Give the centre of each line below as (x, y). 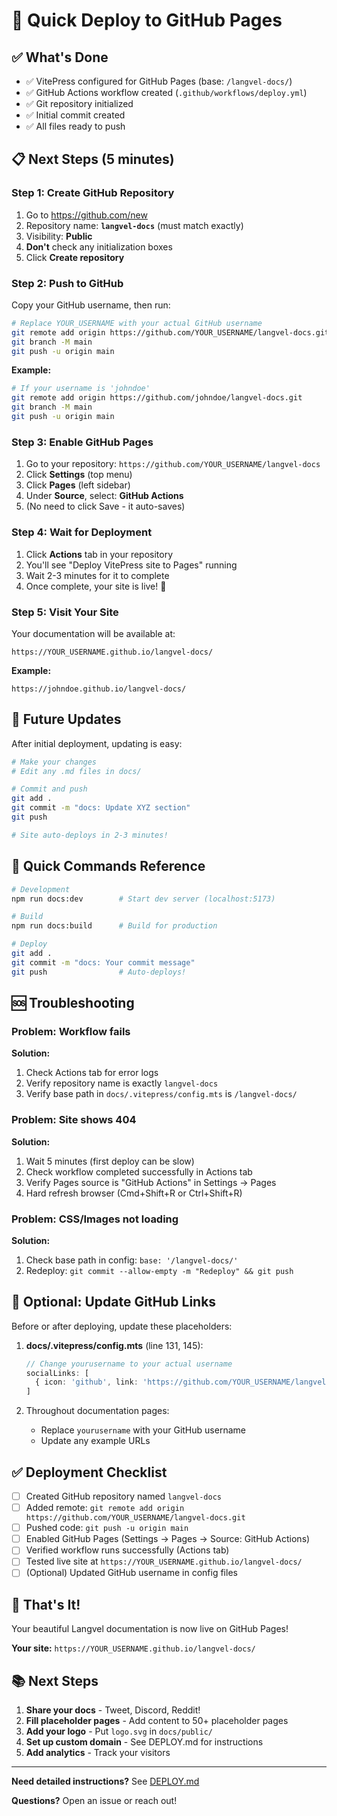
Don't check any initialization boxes (99, 246)
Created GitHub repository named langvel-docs (123, 1496)
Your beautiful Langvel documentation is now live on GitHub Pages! (150, 1629)
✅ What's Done (60, 57)
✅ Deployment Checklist (89, 1472)
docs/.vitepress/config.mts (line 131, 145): (114, 1345)
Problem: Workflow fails (71, 1031)
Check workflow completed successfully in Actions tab (139, 1171)
